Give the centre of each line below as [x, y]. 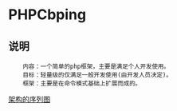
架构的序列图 [29, 99]
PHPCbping [47, 15]
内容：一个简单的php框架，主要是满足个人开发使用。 [96, 66]
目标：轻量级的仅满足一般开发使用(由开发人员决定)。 [98, 75]
